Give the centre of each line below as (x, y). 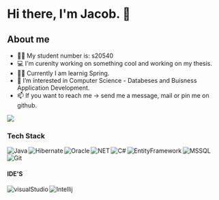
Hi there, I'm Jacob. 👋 (69, 14)
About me (28, 39)
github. (27, 105)
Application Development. (53, 88)
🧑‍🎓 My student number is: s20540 (65, 55)
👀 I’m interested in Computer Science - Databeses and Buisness (107, 80)
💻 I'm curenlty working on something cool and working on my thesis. (115, 63)
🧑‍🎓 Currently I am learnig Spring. (63, 73)
